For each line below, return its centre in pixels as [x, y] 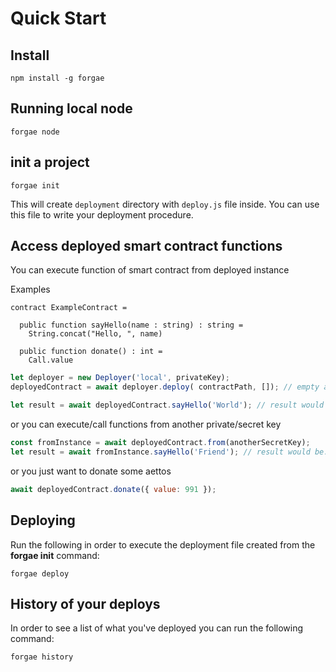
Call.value [51, 360]
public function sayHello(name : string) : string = [131, 325]
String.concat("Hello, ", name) [95, 334]
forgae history [42, 657]
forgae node [35, 132]
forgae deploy [40, 573]
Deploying [43, 520]
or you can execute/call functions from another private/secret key [146, 424]
